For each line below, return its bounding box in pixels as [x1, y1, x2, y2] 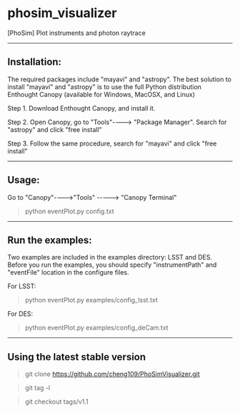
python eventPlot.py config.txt [24, 207, 114, 215]
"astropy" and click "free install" [7, 125, 102, 133]
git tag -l [24, 384, 51, 392]
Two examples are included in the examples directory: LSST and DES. [7, 253, 213, 262]
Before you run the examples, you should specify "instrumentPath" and [7, 260, 217, 269]
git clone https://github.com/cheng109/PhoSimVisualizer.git [24, 369, 200, 379]
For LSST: [7, 282, 36, 290]
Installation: [7, 56, 62, 68]
